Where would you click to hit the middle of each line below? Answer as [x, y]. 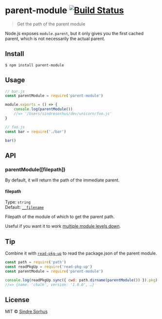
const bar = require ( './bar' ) [36, 132]
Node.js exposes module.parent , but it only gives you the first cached [74, 33]
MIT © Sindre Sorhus [26, 312]
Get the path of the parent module [51, 24]
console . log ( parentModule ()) [43, 109]
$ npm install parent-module [35, 65]
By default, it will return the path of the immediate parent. [63, 180]
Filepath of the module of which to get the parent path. [60, 217]
